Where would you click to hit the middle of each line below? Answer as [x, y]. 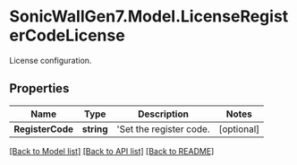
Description [164, 114]
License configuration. [51, 60]
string [95, 129]
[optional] [239, 129]
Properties [39, 88]
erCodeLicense [67, 35]
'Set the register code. [163, 129]
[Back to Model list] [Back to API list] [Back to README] [112, 151]
